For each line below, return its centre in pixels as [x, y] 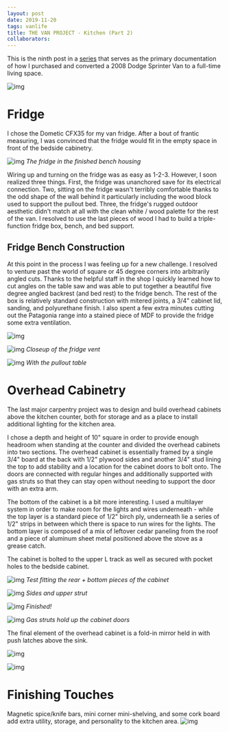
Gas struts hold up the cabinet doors [78, 619]
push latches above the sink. [47, 640]
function [19, 226]
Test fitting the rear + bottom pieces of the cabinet [98, 579]
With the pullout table [57, 363]
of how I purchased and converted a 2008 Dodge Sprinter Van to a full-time [114, 66]
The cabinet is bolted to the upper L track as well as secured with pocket [110, 559]
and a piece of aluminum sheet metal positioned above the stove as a [105, 538]
